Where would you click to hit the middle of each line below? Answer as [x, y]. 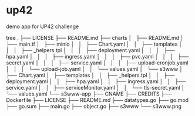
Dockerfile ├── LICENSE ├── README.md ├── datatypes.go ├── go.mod [97, 100]
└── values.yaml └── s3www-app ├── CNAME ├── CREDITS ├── [89, 94]
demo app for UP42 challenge [43, 26]
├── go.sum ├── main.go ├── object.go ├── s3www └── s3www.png [94, 106]
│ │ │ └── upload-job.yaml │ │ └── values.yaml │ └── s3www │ [95, 69]
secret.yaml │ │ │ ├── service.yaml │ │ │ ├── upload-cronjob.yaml [97, 63]
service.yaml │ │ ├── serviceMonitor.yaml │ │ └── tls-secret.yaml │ [95, 87]
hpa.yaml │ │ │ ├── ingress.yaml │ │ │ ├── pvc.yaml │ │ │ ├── [97, 56]
